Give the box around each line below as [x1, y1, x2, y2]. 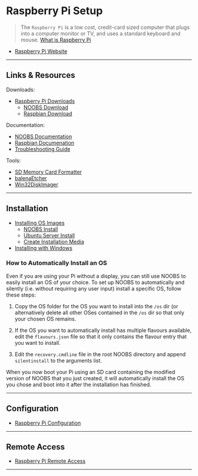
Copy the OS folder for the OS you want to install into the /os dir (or [14, 302, 179, 309]
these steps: [6, 291, 37, 298]
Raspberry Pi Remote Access [14, 458, 86, 465]
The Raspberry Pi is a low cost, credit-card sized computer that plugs [20, 24, 190, 31]
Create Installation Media [23, 238, 84, 245]
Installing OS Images [14, 219, 65, 226]
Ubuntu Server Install [23, 232, 75, 239]
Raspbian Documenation [14, 139, 75, 146]
